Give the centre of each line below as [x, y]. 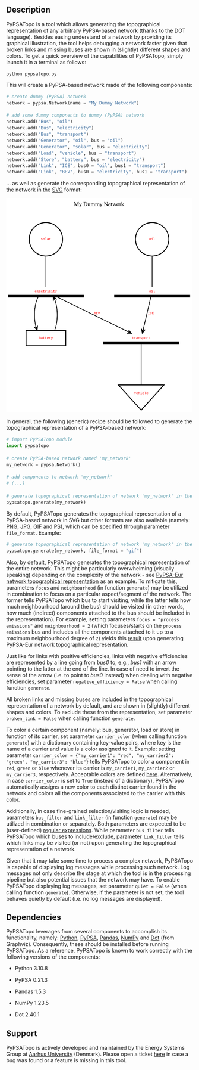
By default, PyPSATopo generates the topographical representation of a [94, 514]
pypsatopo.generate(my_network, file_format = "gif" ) [74, 551]
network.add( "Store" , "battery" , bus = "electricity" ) [75, 159]
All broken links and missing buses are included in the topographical [90, 699]
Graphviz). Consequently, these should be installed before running [88, 944]
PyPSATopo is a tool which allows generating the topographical [83, 24]
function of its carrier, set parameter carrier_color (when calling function [97, 736]
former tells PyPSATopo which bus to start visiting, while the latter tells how [99, 600]
